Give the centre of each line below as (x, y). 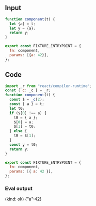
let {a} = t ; (23, 24)
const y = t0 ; (24, 145)
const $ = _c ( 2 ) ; (27, 100)
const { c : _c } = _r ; (28, 90)
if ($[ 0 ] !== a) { (28, 113)
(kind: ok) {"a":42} (24, 199)
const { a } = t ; (27, 104)
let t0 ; (17, 108)
